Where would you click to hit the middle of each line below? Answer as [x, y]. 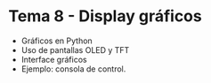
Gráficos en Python [57, 41]
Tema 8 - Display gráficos [105, 16]
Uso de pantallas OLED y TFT [75, 49]
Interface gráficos [54, 59]
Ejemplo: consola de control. [73, 69]
